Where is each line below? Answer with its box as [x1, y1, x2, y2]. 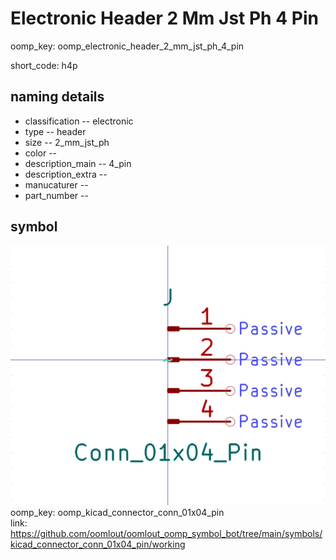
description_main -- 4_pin [24, 157, 132, 169]
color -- [24, 147, 58, 159]
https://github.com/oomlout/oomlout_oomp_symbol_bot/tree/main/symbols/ [10, 528, 323, 540]
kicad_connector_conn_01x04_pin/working [10, 538, 186, 551]
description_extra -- [24, 168, 108, 180]
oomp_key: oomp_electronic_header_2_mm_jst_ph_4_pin [10, 40, 245, 52]
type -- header [24, 125, 87, 137]
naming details [10, 88, 105, 106]
